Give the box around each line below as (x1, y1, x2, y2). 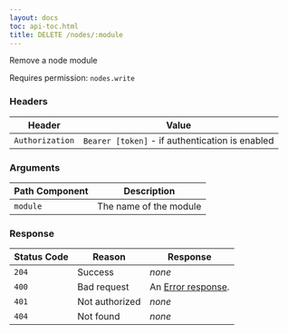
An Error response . (149, 280, 230, 293)
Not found (77, 310, 120, 323)
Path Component (14, 184, 89, 197)
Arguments (9, 161, 61, 173)
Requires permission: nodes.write (9, 73, 136, 83)
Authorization (14, 135, 75, 145)
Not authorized (77, 296, 141, 309)
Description (123, 184, 176, 197)
